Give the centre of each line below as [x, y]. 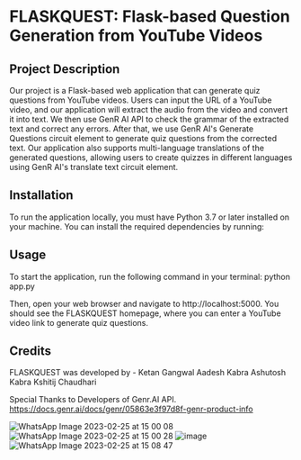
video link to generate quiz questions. [79, 322]
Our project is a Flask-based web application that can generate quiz [135, 90]
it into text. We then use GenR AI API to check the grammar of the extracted [149, 119]
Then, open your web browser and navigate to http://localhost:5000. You [144, 303]
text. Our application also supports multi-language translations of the [137, 148]
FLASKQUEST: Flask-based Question [150, 17]
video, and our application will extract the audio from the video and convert [149, 109]
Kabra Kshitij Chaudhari [53, 382]
